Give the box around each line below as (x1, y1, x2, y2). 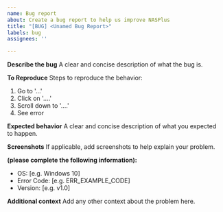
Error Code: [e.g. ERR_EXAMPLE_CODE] (16, 176, 130, 185)
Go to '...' (16, 87, 43, 95)
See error (16, 109, 45, 117)
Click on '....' (16, 94, 52, 103)
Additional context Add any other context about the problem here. (7, 197, 196, 206)
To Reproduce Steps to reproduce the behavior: (7, 73, 143, 82)
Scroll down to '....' (16, 102, 70, 110)
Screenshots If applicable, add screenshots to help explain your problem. (7, 143, 215, 151)
